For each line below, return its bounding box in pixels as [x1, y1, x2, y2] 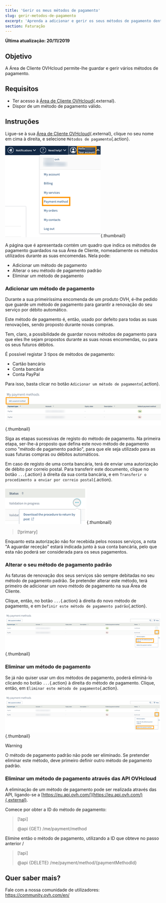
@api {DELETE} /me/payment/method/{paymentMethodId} [17, 860, 137, 865]
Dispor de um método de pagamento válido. [12, 103, 102, 109]
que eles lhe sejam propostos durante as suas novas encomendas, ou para [5, 336, 158, 342]
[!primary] [17, 529, 38, 535]
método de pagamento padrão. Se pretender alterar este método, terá [5, 577, 148, 583]
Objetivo [5, 52, 32, 60]
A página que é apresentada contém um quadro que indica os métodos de [5, 242, 157, 248]
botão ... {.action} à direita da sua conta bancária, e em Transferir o [5, 471, 147, 477]
